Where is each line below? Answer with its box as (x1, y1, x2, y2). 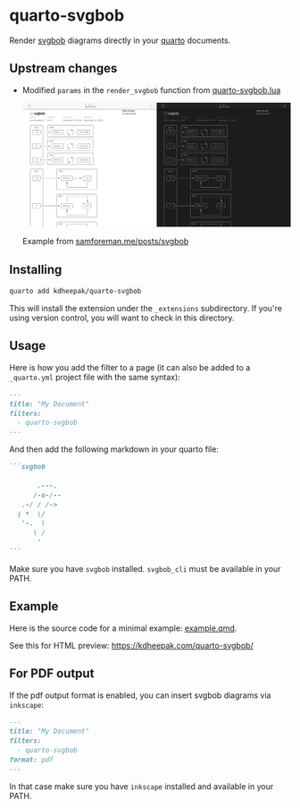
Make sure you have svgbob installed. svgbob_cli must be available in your (9, 563, 281, 574)
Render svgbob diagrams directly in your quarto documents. (9, 35, 231, 46)
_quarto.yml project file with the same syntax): (9, 371, 180, 382)
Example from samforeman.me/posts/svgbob (21, 236, 189, 247)
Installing (9, 261, 62, 277)
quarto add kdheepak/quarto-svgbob (9, 287, 142, 296)
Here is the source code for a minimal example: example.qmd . (9, 623, 237, 634)
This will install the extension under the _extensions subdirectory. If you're (9, 302, 283, 313)
